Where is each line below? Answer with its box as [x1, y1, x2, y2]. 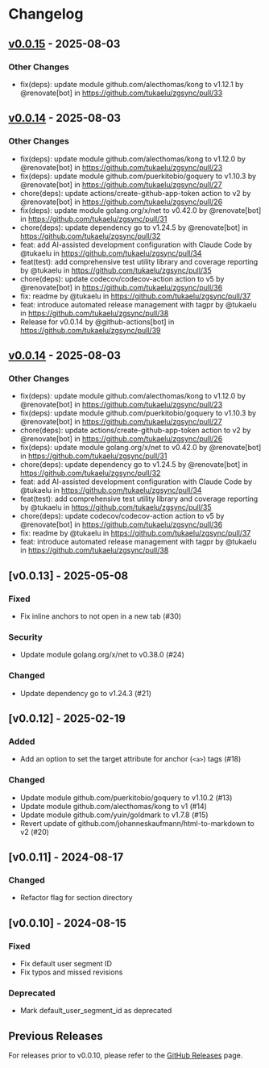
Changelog [8, 5, 84, 23]
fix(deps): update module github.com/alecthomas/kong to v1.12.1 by [19, 79, 244, 89]
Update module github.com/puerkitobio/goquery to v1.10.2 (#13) [19, 792, 233, 803]
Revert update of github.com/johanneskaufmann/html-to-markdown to [19, 818, 255, 828]
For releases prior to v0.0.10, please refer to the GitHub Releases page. [8, 1050, 243, 1060]
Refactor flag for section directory [19, 893, 133, 903]
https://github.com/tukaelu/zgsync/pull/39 [19, 325, 161, 335]
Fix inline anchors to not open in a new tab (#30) [19, 611, 182, 621]
